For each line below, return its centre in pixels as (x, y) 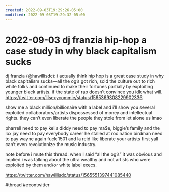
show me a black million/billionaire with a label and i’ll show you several (80, 107)
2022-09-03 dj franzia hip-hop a (76, 40)
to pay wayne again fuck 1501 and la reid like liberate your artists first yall (82, 139)
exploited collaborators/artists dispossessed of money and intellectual (79, 113)
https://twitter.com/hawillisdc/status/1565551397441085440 (68, 175)
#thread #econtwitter (27, 185)
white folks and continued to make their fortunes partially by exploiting (79, 87)
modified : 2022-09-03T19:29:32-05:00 (45, 15)
